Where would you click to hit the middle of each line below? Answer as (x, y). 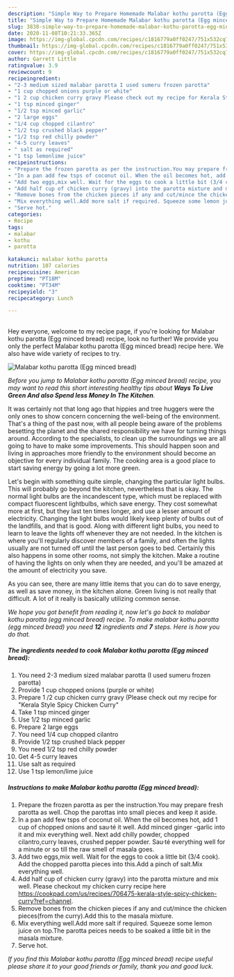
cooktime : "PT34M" (34, 285)
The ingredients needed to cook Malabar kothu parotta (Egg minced (108, 650)
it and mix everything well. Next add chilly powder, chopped (103, 835)
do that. (19, 634)
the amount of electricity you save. (58, 570)
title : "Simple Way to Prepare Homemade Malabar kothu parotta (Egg (109, 20)
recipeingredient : (34, 78)
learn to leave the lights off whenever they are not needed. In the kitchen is (115, 533)
